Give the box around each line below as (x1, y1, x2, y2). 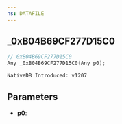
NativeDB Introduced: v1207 (7, 73, 88, 79)
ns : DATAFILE (7, 10, 45, 17)
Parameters (7, 90, 58, 103)
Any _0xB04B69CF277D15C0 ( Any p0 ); (7, 60, 106, 67)
